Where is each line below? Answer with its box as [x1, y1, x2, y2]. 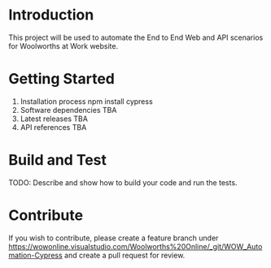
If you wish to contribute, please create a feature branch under [8, 233, 219, 243]
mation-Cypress [8, 250, 63, 260]
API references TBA [20, 122, 87, 132]
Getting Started [8, 70, 116, 89]
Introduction [8, 6, 94, 24]
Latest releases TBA [20, 114, 88, 123]
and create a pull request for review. [63, 250, 186, 260]
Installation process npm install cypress [20, 96, 153, 106]
